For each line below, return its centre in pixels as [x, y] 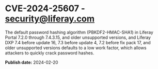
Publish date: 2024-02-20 [32, 62]
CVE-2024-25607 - [45, 9]
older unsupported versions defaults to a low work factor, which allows [76, 48]
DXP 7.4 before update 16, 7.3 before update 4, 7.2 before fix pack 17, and [78, 42]
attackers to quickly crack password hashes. [50, 53]
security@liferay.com [50, 19]
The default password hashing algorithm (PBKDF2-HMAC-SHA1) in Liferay [79, 32]
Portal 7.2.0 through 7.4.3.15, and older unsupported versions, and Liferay [78, 37]
